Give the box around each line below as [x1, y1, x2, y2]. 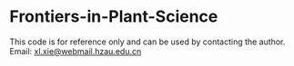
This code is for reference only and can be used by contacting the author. [9, 36, 286, 47]
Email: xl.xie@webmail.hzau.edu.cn [9, 45, 142, 56]
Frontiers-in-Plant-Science [9, 6, 218, 27]
